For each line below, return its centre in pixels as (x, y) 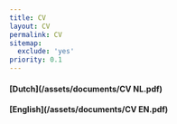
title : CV (28, 18)
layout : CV (30, 26)
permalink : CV (36, 34)
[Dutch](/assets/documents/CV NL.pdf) (86, 89)
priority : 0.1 (36, 60)
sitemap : (26, 43)
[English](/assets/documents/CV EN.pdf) (89, 110)
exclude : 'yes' (46, 52)
